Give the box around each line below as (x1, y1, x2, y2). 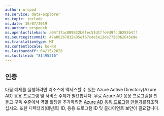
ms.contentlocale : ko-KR (5, 44, 56, 49)
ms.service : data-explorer (5, 12, 61, 17)
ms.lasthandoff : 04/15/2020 (5, 48, 63, 53)
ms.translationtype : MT (5, 39, 54, 44)
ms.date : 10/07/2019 (5, 21, 48, 26)
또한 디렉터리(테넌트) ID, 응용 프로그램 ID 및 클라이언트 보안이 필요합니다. (19, 105, 160, 111)
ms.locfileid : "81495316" (5, 53, 58, 58)
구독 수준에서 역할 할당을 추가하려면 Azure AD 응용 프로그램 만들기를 (14, 99, 147, 105)
